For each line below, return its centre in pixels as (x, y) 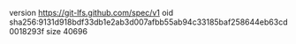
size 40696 (67, 31)
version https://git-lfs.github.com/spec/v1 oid (91, 13)
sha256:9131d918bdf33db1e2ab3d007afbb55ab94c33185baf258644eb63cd (149, 22)
